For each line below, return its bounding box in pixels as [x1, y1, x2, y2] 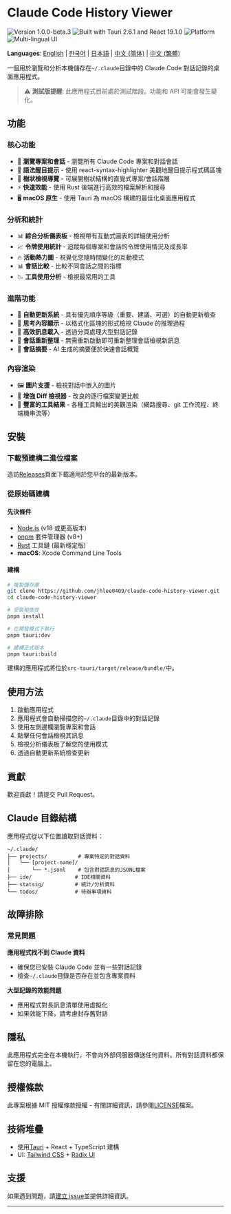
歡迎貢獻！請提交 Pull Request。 [7, 791, 98, 799]
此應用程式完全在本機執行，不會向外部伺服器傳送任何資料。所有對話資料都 [7, 1051, 218, 1059]
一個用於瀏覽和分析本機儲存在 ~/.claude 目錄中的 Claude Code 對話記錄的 [7, 63, 214, 72]
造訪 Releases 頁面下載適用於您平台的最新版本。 [7, 470, 142, 479]
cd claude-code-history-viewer [7, 594, 97, 601]
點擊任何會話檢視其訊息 [16, 731, 84, 740]
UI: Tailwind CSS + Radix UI [16, 1150, 96, 1158]
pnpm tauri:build [7, 651, 57, 658]
